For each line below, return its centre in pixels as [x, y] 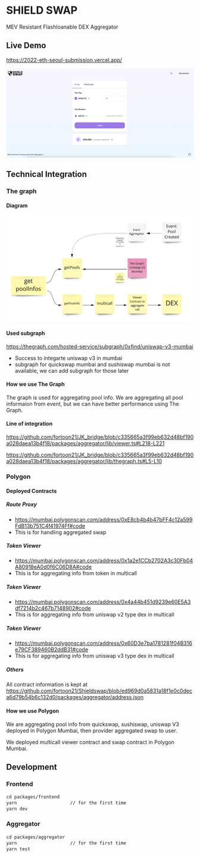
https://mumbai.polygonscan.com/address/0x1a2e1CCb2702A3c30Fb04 [104, 561]
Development [32, 767]
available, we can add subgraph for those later [72, 370]
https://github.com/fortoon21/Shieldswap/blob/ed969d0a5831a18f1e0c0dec [99, 691]
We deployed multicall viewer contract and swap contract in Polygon [90, 742]
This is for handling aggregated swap [60, 532]
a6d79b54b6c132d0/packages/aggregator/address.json [75, 697]
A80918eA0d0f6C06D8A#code [53, 567]
